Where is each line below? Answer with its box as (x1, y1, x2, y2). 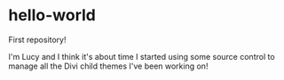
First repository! (8, 34, 67, 45)
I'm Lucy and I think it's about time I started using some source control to (8, 51, 276, 62)
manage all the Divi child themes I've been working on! (8, 61, 209, 71)
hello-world (8, 5, 97, 25)
